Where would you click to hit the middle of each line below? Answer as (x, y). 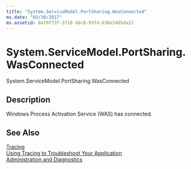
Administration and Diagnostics (44, 159)
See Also (23, 133)
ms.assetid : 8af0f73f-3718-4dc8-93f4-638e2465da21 (70, 23)
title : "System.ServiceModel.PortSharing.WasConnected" (77, 12)
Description (28, 99)
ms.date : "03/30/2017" (34, 17)
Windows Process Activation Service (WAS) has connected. (79, 114)
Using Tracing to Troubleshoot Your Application (64, 153)
